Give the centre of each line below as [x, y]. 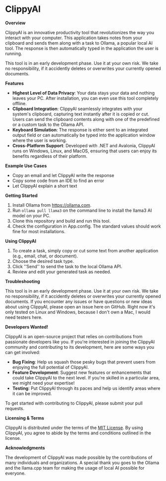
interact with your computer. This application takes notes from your [74, 38]
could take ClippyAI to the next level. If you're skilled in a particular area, [86, 377]
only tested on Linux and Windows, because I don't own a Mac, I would [78, 312]
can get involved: [23, 352]
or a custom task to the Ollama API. [48, 124]
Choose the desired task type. [43, 261]
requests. [15, 408]
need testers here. [24, 317]
